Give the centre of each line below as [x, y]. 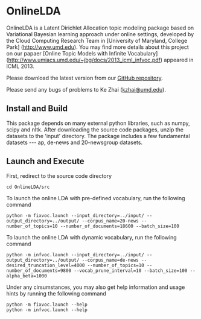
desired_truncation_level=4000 [46, 265]
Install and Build [37, 109]
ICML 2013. [20, 66]
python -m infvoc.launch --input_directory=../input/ [75, 254]
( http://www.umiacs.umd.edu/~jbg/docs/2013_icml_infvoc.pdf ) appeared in [100, 60]
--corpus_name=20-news [110, 221]
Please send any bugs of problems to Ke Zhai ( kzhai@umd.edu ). [86, 89]
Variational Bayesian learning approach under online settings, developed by [100, 34]
